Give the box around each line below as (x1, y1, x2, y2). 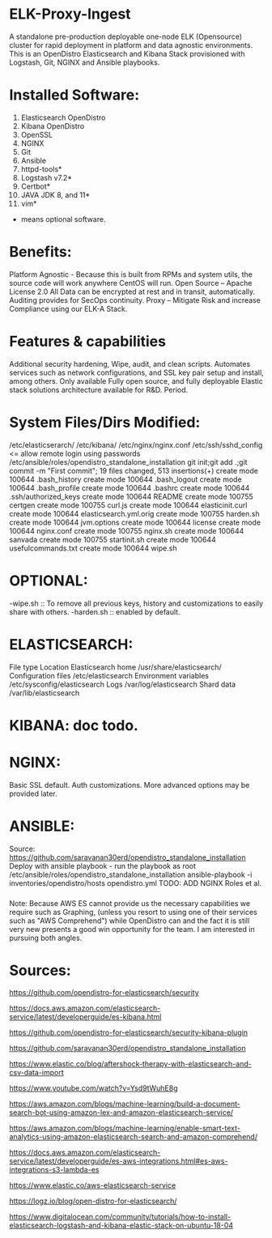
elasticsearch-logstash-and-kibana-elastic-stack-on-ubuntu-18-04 (9, 1220, 234, 1231)
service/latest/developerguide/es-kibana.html (9, 1012, 162, 1022)
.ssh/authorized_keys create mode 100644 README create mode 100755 (9, 491, 253, 501)
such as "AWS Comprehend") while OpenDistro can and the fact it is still (9, 916, 250, 925)
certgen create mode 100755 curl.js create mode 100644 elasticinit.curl (9, 500, 248, 510)
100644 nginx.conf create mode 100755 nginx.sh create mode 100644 (9, 525, 244, 535)
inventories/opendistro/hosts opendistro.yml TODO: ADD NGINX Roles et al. (9, 878, 262, 887)
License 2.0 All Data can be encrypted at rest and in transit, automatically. (9, 287, 256, 296)
